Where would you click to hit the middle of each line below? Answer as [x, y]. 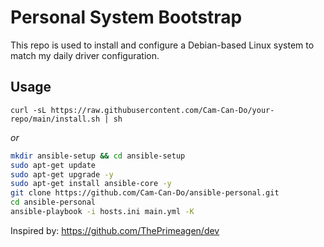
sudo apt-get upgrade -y [62, 174]
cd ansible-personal [53, 202]
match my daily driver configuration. [85, 55]
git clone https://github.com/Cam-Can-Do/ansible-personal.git [145, 193]
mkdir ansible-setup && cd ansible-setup [98, 156]
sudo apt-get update [53, 165]
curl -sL [28, 110]
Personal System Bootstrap [126, 17]
